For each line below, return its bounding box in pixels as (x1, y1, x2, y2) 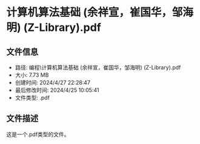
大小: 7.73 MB (15, 71, 49, 79)
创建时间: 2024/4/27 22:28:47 (15, 79, 91, 86)
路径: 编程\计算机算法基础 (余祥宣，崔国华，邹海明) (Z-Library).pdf (15, 64, 181, 71)
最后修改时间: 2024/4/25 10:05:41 (15, 87, 99, 94)
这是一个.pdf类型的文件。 (6, 131, 70, 138)
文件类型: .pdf (15, 94, 50, 101)
